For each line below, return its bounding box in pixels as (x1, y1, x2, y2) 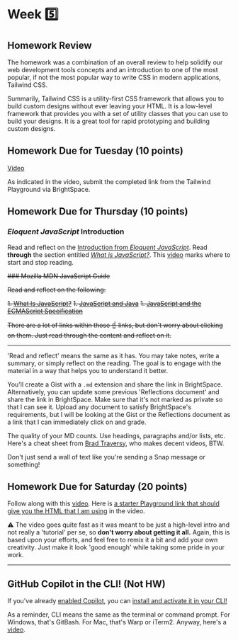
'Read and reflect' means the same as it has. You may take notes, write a (7, 351, 220, 360)
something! (7, 460, 40, 469)
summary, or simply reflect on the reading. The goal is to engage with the (7, 359, 222, 367)
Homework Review (7, 39, 92, 51)
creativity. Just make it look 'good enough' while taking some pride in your (7, 543, 225, 552)
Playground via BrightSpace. (7, 185, 91, 193)
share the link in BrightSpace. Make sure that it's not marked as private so (7, 395, 223, 404)
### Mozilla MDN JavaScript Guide (7, 271, 110, 280)
